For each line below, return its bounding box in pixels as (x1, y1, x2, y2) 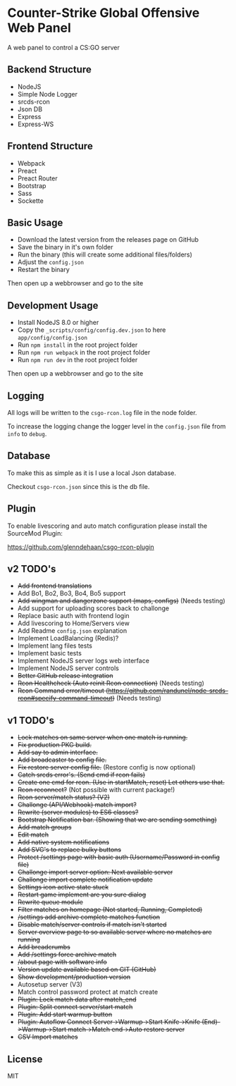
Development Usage (7, 300, 99, 311)
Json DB (17, 104, 43, 113)
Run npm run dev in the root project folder (17, 356, 138, 364)
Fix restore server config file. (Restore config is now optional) (17, 763, 196, 772)
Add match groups (17, 823, 72, 832)
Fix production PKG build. (17, 741, 92, 749)
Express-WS (17, 120, 54, 128)
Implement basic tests (17, 649, 82, 658)
